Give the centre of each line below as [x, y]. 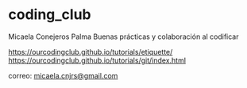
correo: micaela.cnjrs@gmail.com [63, 75]
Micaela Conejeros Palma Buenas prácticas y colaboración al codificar [123, 36]
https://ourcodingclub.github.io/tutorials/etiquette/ [91, 52]
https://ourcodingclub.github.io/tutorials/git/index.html [97, 60]
